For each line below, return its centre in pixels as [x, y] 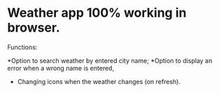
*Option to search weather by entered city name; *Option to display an [110, 60]
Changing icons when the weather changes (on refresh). [99, 81]
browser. [34, 28]
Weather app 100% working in [97, 13]
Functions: [22, 47]
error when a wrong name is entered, [61, 68]
